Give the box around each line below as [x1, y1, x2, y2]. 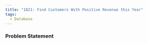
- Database [10, 16, 33, 21]
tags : [5, 12, 17, 17]
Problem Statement [5, 33, 54, 40]
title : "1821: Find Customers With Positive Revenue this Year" [5, 7, 143, 12]
